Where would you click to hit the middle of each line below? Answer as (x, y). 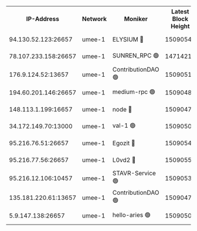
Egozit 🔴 (124, 143)
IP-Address (43, 19)
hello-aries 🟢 (131, 215)
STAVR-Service (134, 173)
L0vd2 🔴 (124, 160)
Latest (180, 11)
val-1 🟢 (124, 125)
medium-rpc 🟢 (134, 91)
